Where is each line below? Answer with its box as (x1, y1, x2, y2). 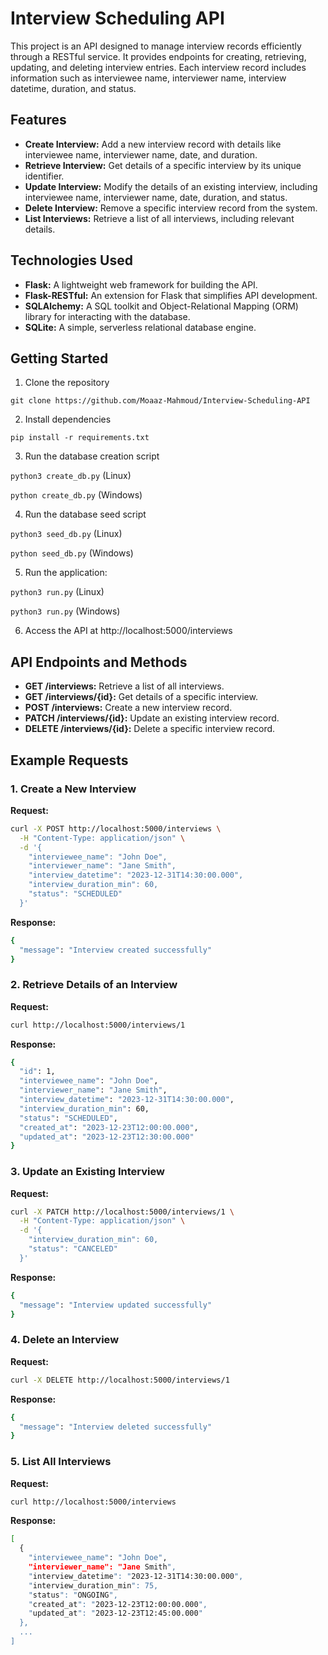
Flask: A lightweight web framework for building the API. (24, 278, 258, 291)
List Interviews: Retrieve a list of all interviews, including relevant (24, 212, 295, 224)
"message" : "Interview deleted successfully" (19, 1422, 213, 1432)
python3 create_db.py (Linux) (10, 470, 132, 482)
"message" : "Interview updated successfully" (19, 1300, 213, 1310)
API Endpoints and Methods (10, 653, 188, 671)
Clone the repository (24, 377, 110, 389)
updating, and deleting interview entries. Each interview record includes (10, 61, 307, 73)
